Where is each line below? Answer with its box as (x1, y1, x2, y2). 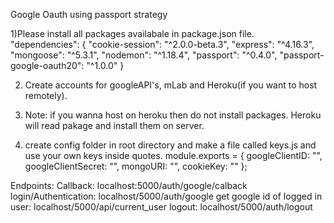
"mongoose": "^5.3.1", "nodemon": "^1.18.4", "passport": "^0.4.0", (10, 49, 278, 61)
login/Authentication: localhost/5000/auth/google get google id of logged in (10, 190, 323, 202)
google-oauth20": (10, 60, 85, 71)
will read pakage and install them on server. (24, 120, 205, 131)
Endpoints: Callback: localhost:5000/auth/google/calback (10, 180, 248, 191)
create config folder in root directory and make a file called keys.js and (24, 139, 317, 151)
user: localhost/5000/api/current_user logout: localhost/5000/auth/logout (10, 201, 313, 213)
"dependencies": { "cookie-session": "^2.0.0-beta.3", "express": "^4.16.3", (10, 39, 315, 50)
